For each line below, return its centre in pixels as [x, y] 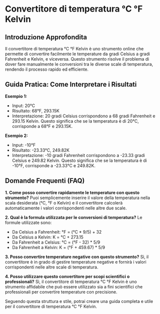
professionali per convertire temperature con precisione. [61, 292]
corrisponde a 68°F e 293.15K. [42, 126]
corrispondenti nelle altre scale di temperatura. [52, 267]
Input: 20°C [23, 106]
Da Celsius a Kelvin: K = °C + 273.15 [48, 237]
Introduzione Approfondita [46, 37]
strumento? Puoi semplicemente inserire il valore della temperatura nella [78, 198]
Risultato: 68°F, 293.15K [36, 110]
